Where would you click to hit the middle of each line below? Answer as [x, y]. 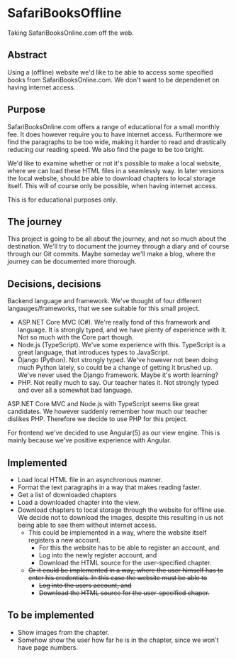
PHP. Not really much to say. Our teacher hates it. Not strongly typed [118, 383]
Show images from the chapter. [63, 632]
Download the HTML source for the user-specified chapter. [125, 563]
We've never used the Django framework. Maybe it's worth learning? [118, 375]
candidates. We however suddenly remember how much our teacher [107, 412]
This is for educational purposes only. [62, 200]
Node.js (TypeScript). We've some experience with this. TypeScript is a [122, 345]
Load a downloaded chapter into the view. [79, 502]
